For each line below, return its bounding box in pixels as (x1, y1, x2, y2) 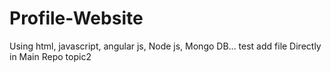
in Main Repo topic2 (9, 50, 92, 62)
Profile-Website (9, 7, 144, 30)
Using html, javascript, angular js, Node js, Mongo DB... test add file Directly (9, 40, 322, 52)
